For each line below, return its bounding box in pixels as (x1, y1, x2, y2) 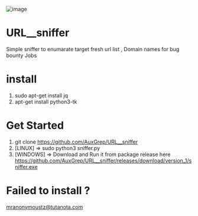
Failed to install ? (6, 184, 90, 197)
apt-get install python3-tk (14, 98, 77, 105)
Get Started (6, 119, 64, 132)
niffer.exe (14, 163, 38, 170)
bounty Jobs (6, 52, 37, 59)
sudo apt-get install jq (14, 92, 69, 99)
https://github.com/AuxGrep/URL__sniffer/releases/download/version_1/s (14, 157, 192, 164)
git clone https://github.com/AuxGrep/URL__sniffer (14, 138, 138, 145)
